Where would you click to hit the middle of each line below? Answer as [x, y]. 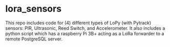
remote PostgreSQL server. [34, 39]
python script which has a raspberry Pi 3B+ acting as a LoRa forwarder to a [85, 33]
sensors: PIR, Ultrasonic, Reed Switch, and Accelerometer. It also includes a [85, 28]
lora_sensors [34, 9]
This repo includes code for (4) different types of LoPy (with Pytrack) [78, 23]
